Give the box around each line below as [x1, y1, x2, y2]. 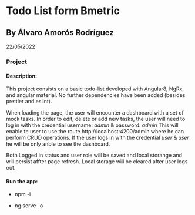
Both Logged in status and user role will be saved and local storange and [6, 152, 183, 159]
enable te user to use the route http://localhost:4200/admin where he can [6, 128, 184, 135]
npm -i [14, 191, 31, 198]
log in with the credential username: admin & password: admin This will [6, 122, 179, 129]
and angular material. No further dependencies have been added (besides [6, 92, 186, 99]
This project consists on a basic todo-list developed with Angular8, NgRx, [6, 85, 184, 92]
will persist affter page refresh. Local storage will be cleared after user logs [6, 158, 188, 165]
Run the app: [6, 177, 38, 184]
